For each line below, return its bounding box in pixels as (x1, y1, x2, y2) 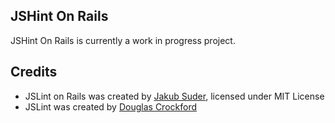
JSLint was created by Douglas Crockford (24, 100, 197, 113)
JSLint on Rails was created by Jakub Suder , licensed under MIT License (24, 90, 325, 102)
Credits (10, 64, 58, 81)
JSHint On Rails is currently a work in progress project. (10, 34, 236, 46)
